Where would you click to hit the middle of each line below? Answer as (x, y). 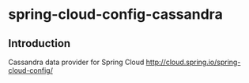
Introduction (40, 43)
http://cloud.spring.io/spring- (193, 62)
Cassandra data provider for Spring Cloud (76, 62)
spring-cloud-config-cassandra (115, 14)
